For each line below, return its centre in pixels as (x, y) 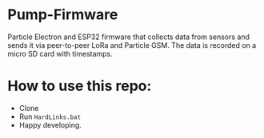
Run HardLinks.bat (50, 116)
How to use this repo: (80, 86)
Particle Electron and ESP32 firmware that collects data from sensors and (128, 37)
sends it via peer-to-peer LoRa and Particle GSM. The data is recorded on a (132, 45)
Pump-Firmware (63, 15)
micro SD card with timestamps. (60, 53)
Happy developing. (50, 124)
